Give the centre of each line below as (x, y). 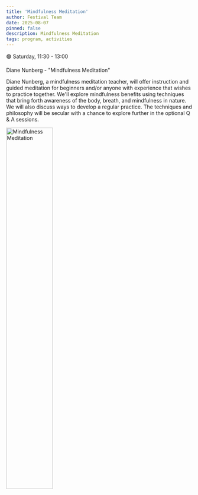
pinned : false (24, 28)
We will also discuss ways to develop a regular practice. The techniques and (99, 107)
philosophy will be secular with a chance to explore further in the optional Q (98, 113)
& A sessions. (23, 119)
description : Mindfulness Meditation (53, 34)
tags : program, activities (39, 39)
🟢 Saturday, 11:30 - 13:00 (37, 56)
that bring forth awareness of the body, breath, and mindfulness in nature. (96, 100)
